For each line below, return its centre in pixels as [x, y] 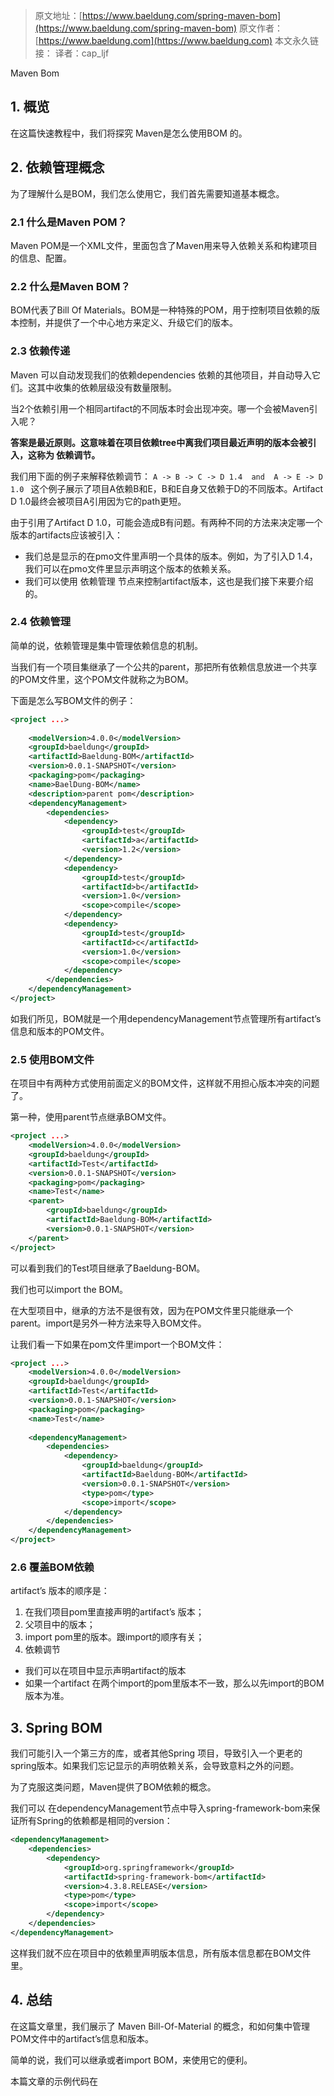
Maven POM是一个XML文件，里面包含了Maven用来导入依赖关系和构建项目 [164, 245]
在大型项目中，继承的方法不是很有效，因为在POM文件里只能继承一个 [152, 1310]
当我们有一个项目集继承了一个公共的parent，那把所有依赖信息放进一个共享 [164, 666]
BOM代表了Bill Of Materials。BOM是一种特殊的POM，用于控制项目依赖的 [161, 310]
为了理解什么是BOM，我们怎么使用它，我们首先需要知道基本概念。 [147, 193]
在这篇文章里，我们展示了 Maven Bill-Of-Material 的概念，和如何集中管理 [160, 2026]
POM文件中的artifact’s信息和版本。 [82, 2038]
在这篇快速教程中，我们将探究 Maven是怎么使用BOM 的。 [129, 133]
